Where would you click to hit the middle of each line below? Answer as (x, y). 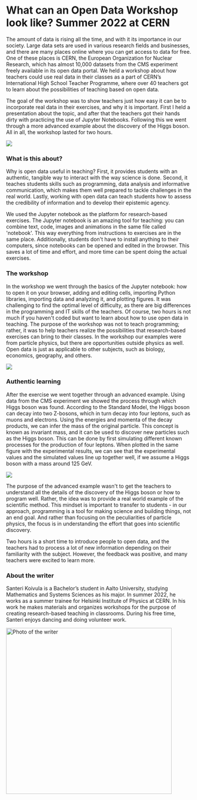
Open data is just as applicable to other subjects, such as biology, (86, 349)
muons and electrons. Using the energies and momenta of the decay (89, 419)
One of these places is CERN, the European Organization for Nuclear (89, 58)
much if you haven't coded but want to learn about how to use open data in (97, 318)
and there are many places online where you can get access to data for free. (98, 51)
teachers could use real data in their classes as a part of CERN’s (84, 77)
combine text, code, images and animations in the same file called (86, 227)
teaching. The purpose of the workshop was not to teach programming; (93, 324)
